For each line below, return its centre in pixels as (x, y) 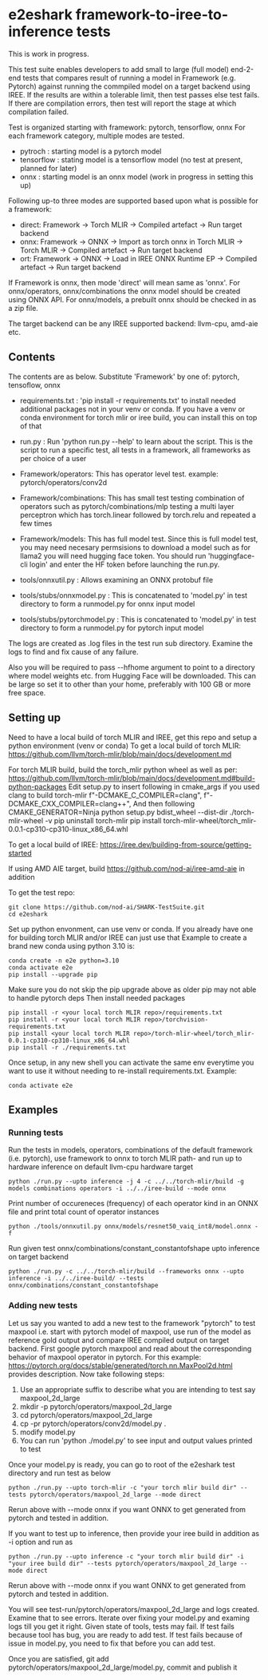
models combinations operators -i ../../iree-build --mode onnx (117, 1188)
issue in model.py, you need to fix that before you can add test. (112, 1643)
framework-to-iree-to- (152, 15)
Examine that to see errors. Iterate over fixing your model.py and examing (129, 1618)
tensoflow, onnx (35, 384)
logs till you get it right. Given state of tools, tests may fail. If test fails (122, 1626)
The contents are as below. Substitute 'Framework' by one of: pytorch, (124, 376)
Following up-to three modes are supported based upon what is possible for (133, 201)
